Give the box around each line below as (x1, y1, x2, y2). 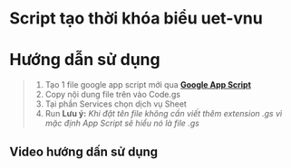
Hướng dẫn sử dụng (9, 50, 160, 70)
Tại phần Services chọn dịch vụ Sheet (44, 98, 188, 109)
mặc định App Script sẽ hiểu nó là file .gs (44, 117, 199, 129)
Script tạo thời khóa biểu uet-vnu (9, 8, 263, 29)
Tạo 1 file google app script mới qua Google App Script (44, 79, 252, 90)
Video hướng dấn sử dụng (9, 144, 159, 159)
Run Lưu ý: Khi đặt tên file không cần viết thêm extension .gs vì (44, 108, 283, 119)
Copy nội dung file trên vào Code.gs (44, 89, 181, 100)
